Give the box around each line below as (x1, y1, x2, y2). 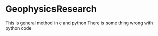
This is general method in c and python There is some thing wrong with (5, 20, 153, 26)
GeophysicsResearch (5, 3, 97, 15)
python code (5, 25, 32, 31)
